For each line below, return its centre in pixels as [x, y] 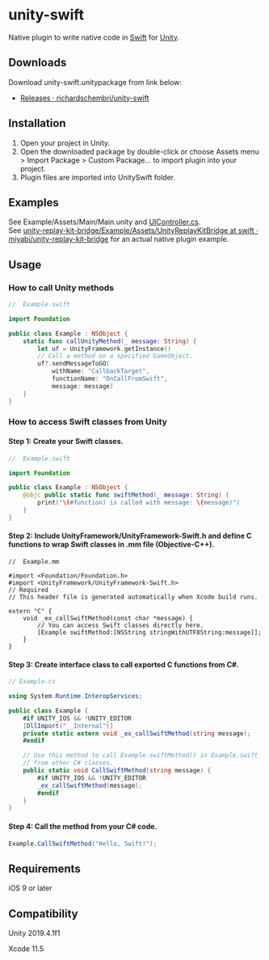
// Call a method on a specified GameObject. [116, 356]
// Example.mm [34, 562]
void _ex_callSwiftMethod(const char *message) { [108, 619]
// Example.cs [32, 682]
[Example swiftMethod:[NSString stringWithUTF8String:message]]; [150, 632]
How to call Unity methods [61, 287]
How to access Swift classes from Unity [88, 422]
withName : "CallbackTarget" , [101, 371]
